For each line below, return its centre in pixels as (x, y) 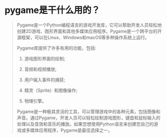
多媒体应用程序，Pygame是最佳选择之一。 (69, 130)
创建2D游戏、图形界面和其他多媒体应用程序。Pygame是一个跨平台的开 (89, 31)
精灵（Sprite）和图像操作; (51, 90)
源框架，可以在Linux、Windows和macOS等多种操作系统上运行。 (83, 37)
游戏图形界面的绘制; (45, 58)
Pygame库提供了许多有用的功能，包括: (57, 48)
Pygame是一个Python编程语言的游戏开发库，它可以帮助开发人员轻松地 (89, 25)
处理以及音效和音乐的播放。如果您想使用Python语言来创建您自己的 (85, 124)
